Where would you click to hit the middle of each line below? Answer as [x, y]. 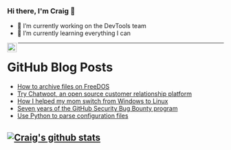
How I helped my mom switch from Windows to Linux [92, 101]
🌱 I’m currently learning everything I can [74, 33]
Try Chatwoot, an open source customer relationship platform [104, 94]
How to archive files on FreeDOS [63, 87]
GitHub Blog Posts [60, 67]
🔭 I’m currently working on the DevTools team [81, 26]
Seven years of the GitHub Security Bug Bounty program [97, 109]
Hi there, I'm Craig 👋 [41, 11]
